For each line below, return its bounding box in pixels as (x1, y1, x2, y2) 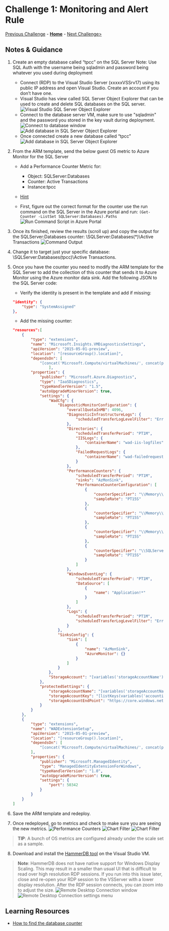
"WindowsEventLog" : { (66, 571, 112, 576)
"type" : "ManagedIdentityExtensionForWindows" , (39, 764, 141, 769)
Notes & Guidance (5, 45, 63, 54)
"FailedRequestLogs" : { (75, 450, 126, 455)
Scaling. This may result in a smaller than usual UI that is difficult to (17, 865, 157, 871)
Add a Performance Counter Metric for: (20, 163, 102, 169)
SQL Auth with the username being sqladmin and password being (12, 64, 149, 70)
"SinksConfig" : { (57, 632, 94, 637)
